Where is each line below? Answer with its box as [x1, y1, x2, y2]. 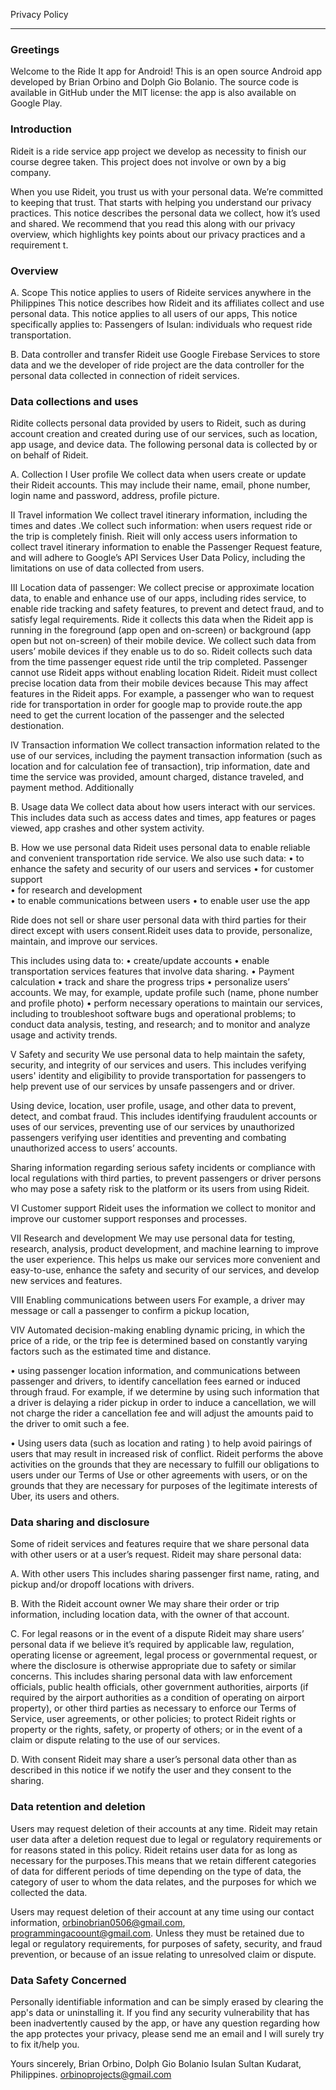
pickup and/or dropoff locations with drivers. [10, 1579, 195, 1591]
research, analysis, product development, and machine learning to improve [10, 1243, 319, 1255]
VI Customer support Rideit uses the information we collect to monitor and [10, 1202, 317, 1214]
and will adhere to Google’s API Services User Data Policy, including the [10, 552, 306, 564]
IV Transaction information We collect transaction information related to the [10, 739, 321, 751]
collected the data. [10, 1886, 88, 1898]
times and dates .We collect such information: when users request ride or [10, 520, 313, 532]
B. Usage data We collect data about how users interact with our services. [10, 801, 316, 813]
